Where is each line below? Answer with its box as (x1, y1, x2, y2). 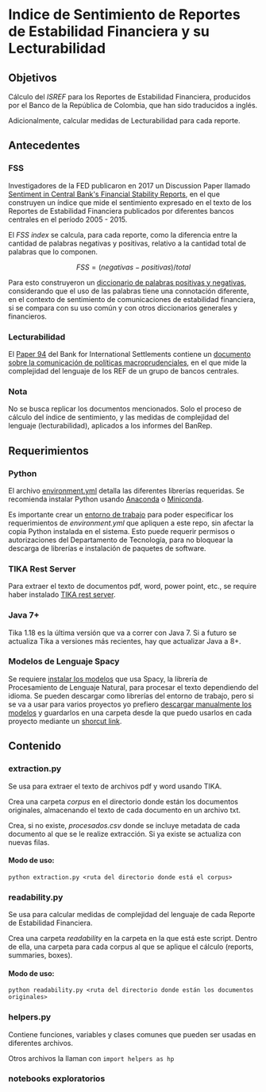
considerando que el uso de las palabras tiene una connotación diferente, (8, 286, 249, 296)
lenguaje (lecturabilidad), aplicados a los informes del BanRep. (8, 421, 213, 431)
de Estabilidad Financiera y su (8, 22, 210, 41)
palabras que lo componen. (8, 246, 98, 256)
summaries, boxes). (8, 951, 73, 960)
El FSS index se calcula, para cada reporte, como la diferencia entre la (8, 230, 238, 239)
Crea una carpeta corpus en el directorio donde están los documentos (8, 796, 238, 806)
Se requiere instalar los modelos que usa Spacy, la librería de (8, 674, 208, 683)
